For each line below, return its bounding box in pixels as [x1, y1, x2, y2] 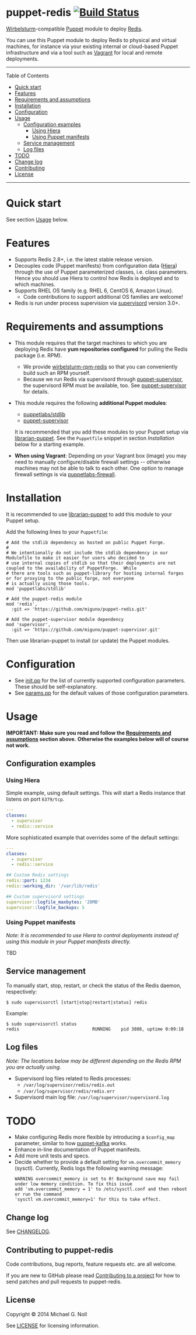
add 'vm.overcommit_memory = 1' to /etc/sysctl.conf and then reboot [14, 1186, 188, 1192]
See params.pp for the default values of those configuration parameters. [14, 689, 190, 696]
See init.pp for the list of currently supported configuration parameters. [14, 677, 185, 684]
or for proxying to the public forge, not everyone [6, 575, 134, 581]
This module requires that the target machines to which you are [14, 339, 167, 346]
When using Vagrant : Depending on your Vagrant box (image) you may [14, 452, 187, 459]
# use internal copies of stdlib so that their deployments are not [6, 560, 176, 566]
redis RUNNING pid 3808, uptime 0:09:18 [6, 1026, 184, 1032]
